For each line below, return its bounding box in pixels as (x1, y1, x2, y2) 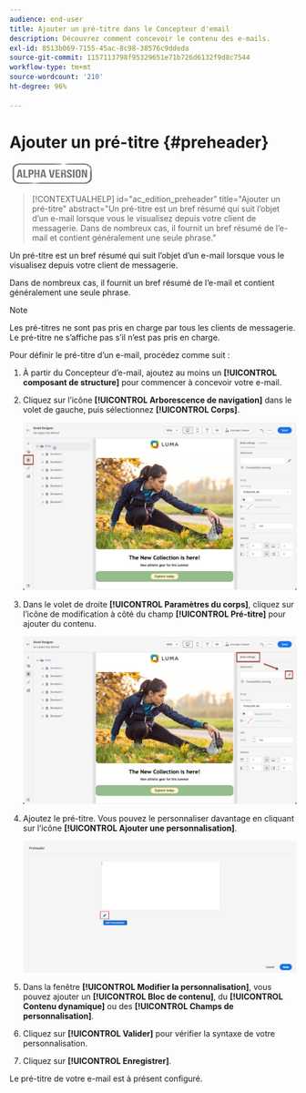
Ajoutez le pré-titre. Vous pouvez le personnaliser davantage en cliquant (22, 812, 294, 823)
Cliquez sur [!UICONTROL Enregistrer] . (22, 1055, 171, 1066)
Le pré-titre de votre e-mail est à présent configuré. (9, 1073, 203, 1084)
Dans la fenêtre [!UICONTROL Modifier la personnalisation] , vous (22, 981, 272, 992)
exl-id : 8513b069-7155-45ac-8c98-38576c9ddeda (9, 44, 189, 53)
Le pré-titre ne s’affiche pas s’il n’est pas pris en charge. (9, 332, 220, 342)
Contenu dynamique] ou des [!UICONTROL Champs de (22, 1000, 234, 1011)
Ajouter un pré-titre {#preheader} (9, 132, 270, 152)
